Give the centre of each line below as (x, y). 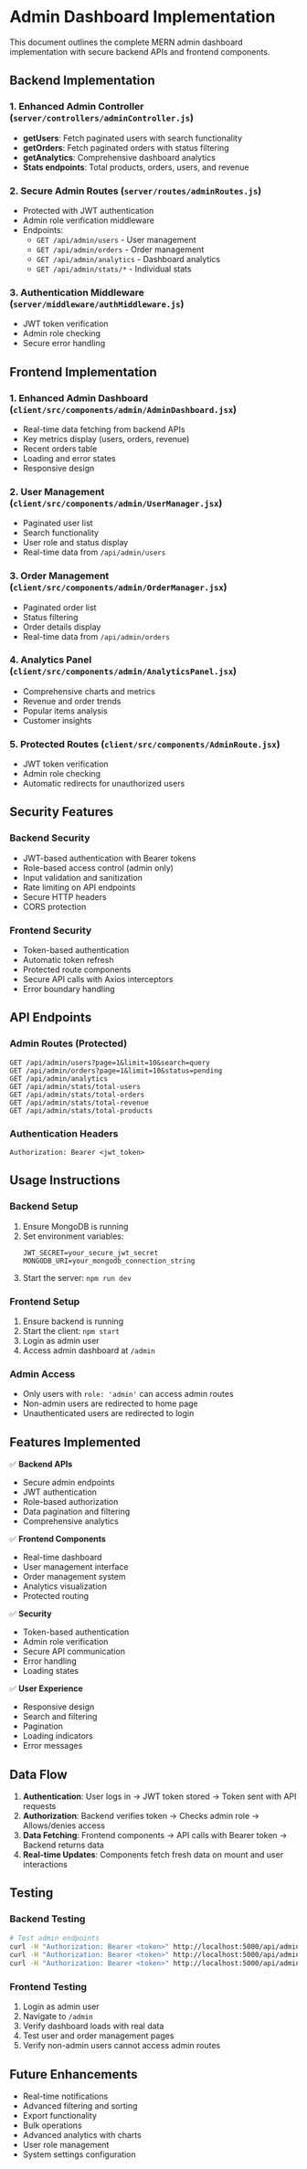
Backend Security (50, 838)
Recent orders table (60, 449)
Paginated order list (59, 607)
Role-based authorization (70, 1502)
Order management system (74, 1577)
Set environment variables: (73, 1236)
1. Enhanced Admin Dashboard (79, 397)
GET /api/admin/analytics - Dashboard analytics (128, 259)
